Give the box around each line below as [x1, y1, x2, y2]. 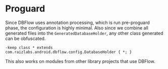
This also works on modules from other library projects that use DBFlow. [5, 58, 155, 64]
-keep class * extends [5, 45, 53, 50]
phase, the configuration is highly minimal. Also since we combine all [5, 24, 149, 30]
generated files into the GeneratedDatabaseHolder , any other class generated [5, 30, 163, 36]
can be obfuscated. [5, 35, 46, 41]
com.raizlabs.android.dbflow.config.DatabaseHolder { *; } [5, 49, 132, 54]
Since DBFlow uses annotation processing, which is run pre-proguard [5, 19, 150, 25]
